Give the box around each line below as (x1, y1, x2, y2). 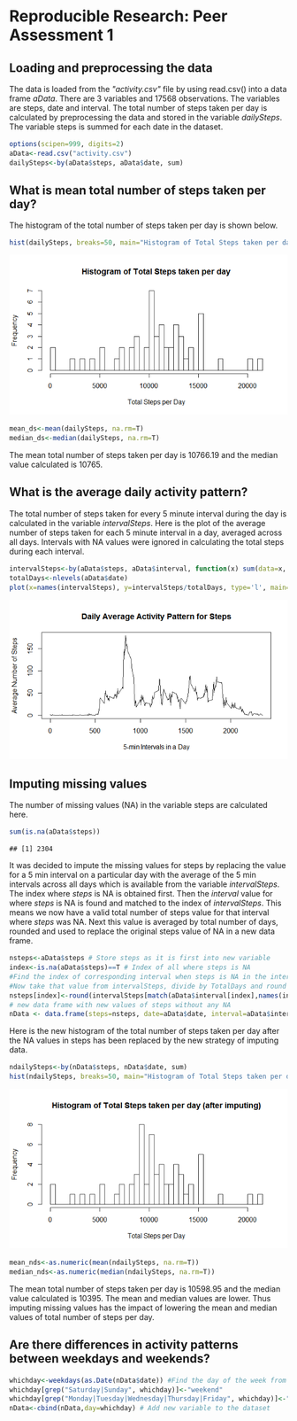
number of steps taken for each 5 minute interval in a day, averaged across (9, 527, 283, 538)
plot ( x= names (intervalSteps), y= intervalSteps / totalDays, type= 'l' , (9, 583, 267, 592)
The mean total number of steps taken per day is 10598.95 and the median (9, 1283, 281, 1294)
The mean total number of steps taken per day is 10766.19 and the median (9, 450, 278, 461)
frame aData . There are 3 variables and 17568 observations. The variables (9, 93, 280, 104)
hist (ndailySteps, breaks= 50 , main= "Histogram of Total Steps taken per (9, 1072, 283, 1082)
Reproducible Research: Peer (9, 6, 228, 27)
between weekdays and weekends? (9, 1351, 210, 1366)
